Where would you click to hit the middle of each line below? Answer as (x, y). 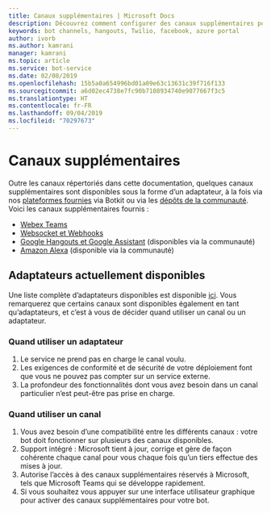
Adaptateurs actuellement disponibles (107, 275)
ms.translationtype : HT (48, 98)
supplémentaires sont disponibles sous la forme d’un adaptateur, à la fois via (135, 191)
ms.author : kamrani (41, 46)
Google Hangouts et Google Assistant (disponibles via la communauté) (138, 241)
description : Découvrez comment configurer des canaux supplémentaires (131, 23)
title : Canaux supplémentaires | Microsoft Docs (92, 16)
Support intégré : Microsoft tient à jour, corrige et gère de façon (126, 449)
